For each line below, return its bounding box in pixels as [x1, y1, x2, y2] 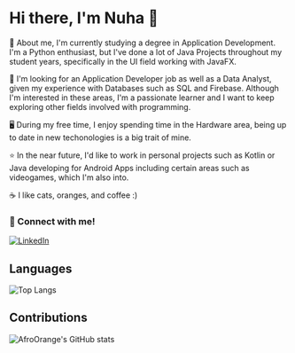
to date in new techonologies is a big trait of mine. [9, 132, 192, 143]
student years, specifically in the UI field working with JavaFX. [9, 56, 237, 67]
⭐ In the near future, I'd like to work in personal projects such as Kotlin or [9, 150, 276, 161]
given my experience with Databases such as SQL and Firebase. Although [9, 82, 279, 93]
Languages [9, 261, 73, 276]
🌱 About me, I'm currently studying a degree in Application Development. [9, 37, 276, 48]
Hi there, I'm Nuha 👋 [9, 8, 159, 28]
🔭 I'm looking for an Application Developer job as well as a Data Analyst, [9, 73, 272, 83]
